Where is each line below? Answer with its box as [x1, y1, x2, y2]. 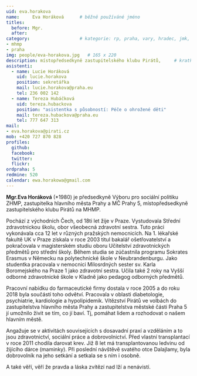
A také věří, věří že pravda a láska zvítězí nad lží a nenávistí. [6, 363, 151, 370]
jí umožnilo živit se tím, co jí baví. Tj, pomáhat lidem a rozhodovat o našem [6, 309, 186, 316]
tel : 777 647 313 [16, 118, 59, 124]
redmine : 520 [6, 172, 38, 178]
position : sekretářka [16, 80, 69, 86]
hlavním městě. [6, 316, 43, 323]
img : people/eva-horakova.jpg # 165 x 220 [6, 52, 117, 58]
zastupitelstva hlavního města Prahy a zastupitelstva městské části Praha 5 [6, 303, 188, 310]
